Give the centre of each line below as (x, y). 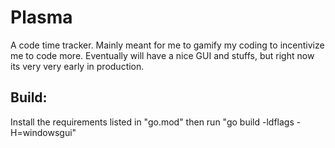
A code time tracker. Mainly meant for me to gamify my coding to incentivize (167, 45)
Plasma (41, 17)
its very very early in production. (77, 66)
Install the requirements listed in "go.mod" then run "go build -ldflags (152, 122)
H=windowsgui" (43, 132)
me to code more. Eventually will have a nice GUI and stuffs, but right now (162, 55)
